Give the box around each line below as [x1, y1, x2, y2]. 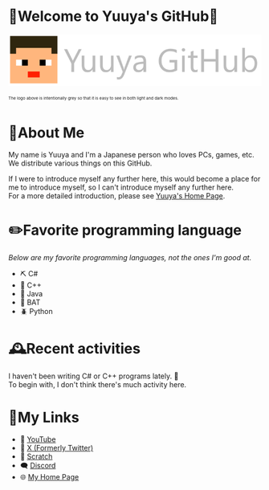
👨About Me [8, 124, 85, 141]
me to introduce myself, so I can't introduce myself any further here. [8, 182, 234, 192]
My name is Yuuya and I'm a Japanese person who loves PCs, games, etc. [8, 150, 255, 160]
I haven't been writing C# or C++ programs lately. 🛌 [8, 371, 179, 381]
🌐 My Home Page [19, 472, 79, 482]
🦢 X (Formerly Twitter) [19, 443, 94, 453]
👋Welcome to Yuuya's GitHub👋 [8, 7, 218, 26]
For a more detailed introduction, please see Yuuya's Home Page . [8, 191, 226, 201]
